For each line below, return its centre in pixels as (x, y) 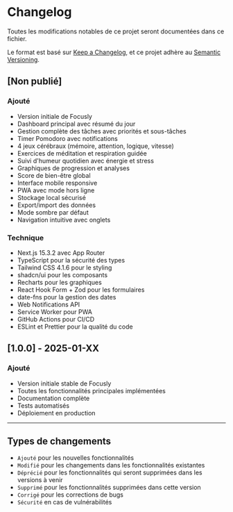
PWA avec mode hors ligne (56, 190)
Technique (26, 238)
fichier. (17, 38)
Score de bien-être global (54, 175)
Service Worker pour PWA (54, 312)
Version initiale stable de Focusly (64, 383)
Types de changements (59, 441)
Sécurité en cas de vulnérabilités (64, 502)
